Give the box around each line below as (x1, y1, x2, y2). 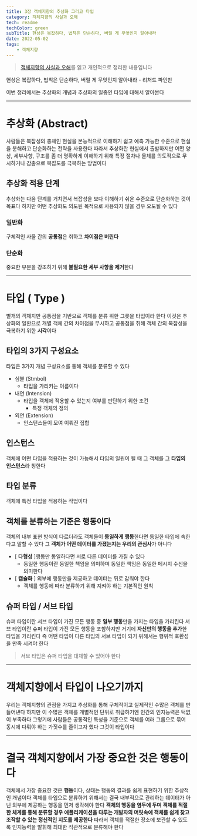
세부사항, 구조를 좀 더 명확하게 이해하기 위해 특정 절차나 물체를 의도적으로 (13, 152, 181, 159)
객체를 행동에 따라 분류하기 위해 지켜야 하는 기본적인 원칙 (23, 582, 154, 589)
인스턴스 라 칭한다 (6, 462, 46, 469)
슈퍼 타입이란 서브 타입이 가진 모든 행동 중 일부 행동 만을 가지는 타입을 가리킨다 (6, 618, 184, 625)
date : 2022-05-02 (6, 36, 49, 42)
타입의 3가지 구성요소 (6, 346, 79, 356)
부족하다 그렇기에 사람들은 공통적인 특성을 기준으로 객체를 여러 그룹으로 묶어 (12, 716, 186, 723)
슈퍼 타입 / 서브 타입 (6, 601, 73, 611)
